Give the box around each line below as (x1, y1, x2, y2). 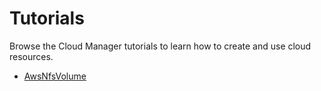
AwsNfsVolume (23, 70, 87, 82)
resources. (9, 50, 54, 62)
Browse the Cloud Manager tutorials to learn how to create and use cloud (9, 40, 312, 52)
